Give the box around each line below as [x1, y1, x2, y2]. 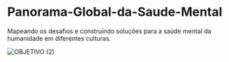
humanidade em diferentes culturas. [7, 34, 112, 42]
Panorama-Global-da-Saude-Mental [7, 4, 223, 20]
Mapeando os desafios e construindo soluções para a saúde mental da [7, 27, 212, 35]
